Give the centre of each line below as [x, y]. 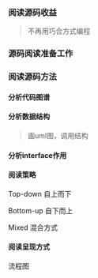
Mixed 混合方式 [33, 227]
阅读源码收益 [33, 12]
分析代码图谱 [29, 97]
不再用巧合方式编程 [59, 31]
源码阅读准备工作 [41, 54]
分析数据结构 [29, 117]
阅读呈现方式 [29, 247]
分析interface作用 [38, 155]
